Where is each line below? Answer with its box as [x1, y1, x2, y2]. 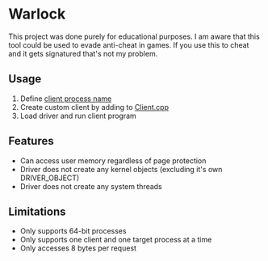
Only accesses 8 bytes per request [19, 243, 137, 253]
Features [8, 134, 54, 148]
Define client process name [19, 94, 112, 103]
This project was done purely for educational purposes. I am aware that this [8, 32, 260, 41]
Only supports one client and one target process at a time [19, 235, 212, 245]
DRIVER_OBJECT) [19, 173, 80, 183]
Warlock [8, 5, 66, 23]
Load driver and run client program [19, 111, 137, 120]
